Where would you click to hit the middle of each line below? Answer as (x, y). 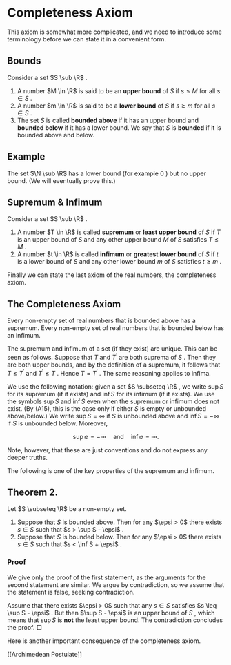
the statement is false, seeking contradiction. (71, 592)
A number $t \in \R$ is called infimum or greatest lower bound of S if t (118, 254)
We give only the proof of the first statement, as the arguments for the (107, 577)
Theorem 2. (33, 492)
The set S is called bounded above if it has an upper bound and (108, 120)
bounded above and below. (56, 135)
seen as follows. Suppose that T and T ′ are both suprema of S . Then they (111, 357)
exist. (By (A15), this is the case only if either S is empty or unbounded (107, 408)
